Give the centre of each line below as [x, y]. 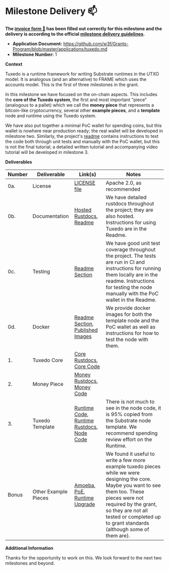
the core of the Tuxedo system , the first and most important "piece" [76, 100]
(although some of [127, 529]
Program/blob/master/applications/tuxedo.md [60, 49]
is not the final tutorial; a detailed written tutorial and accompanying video [81, 147]
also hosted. [120, 216]
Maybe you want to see [133, 485]
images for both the [129, 314]
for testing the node [129, 287]
